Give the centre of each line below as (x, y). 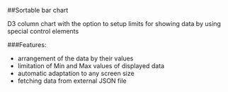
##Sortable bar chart (38, 10)
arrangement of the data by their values (75, 58)
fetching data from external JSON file (72, 81)
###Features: (27, 45)
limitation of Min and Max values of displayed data (91, 66)
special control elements (43, 31)
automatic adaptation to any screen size (76, 73)
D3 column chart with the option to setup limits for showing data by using (114, 24)
